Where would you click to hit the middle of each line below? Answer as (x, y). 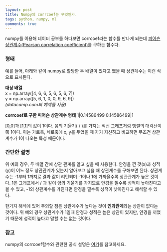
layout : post (19, 10)
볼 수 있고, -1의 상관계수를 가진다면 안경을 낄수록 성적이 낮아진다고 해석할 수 (79, 189)
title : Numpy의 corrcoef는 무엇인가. (41, 14)
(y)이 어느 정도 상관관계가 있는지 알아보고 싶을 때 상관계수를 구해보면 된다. (77, 170)
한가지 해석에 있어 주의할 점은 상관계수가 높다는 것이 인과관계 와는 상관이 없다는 (82, 206)
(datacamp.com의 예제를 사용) (36, 104)
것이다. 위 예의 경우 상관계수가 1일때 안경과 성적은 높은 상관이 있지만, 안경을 (79, 212)
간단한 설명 (18, 152)
